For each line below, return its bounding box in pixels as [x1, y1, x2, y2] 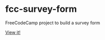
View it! [5, 29, 21, 35]
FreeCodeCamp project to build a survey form [5, 20, 100, 26]
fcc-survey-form [5, 3, 77, 15]
